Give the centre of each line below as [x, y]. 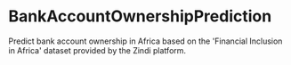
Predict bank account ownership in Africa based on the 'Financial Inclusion [145, 41]
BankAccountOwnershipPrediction [140, 16]
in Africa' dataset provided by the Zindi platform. [97, 50]
